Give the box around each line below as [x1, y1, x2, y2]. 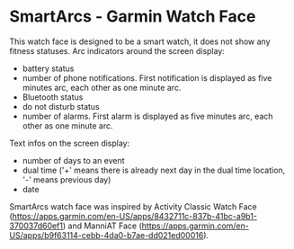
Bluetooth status [22, 92, 84, 102]
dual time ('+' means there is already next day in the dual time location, [22, 165, 286, 175]
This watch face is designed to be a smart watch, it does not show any [9, 36, 272, 47]
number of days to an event [22, 155, 125, 165]
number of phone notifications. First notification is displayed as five [22, 72, 272, 83]
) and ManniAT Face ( [62, 220, 142, 231]
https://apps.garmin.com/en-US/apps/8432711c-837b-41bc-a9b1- [12, 210, 258, 221]
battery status [22, 63, 75, 74]
